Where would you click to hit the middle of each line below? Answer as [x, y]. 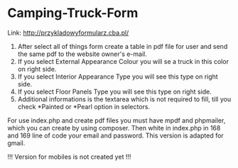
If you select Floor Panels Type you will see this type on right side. [114, 91]
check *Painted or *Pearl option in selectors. [84, 106]
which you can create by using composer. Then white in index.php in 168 [114, 128]
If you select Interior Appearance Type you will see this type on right [118, 77]
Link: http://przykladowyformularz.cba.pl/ [68, 33]
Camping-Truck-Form [73, 13]
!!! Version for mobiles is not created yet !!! [69, 157]
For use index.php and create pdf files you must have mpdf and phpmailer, [117, 120]
